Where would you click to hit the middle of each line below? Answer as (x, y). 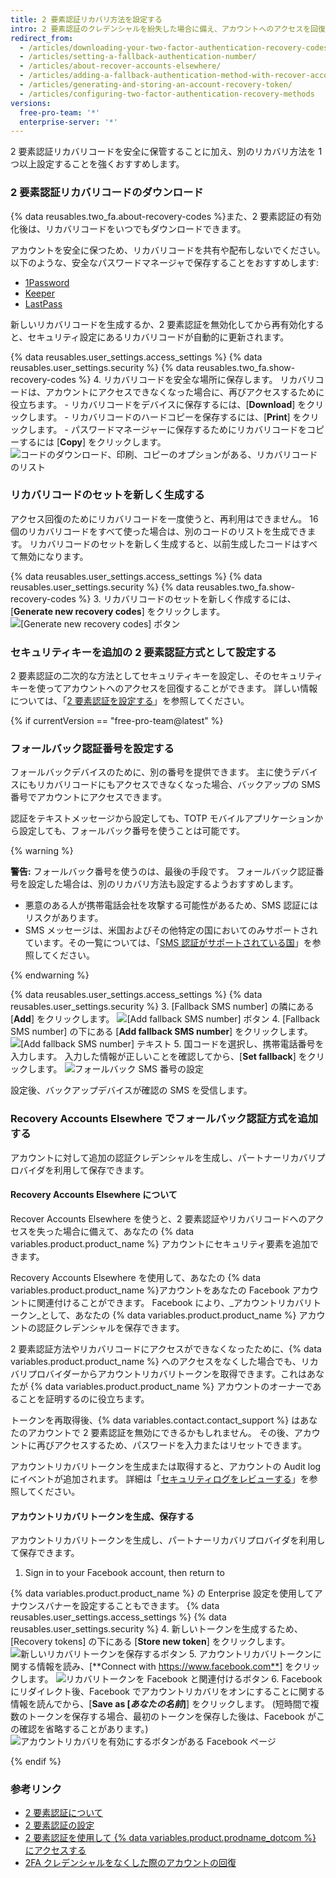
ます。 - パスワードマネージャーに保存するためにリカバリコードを (171, 429)
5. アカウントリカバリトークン (250, 1654)
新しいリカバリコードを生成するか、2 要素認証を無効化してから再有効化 (158, 324)
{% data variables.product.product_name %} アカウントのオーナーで (171, 1386)
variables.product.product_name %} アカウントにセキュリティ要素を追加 (160, 1243)
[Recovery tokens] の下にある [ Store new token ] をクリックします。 (150, 1642)
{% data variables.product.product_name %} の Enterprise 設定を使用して (162, 1593)
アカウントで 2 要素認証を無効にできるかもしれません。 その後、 (161, 1432)
